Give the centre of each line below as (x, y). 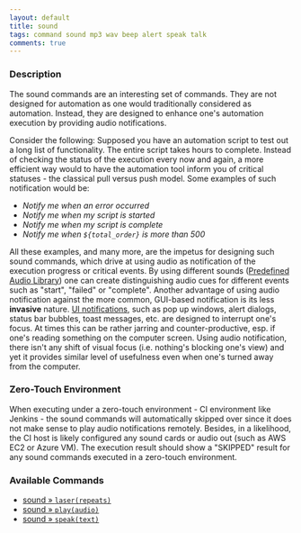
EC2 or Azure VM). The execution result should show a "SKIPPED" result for (150, 447)
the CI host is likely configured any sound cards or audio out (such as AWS (148, 438)
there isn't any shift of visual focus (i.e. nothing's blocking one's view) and (147, 347)
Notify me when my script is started (89, 215)
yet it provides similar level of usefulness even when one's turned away (142, 357)
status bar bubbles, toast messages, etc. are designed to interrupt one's (143, 318)
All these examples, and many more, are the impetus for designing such (142, 251)
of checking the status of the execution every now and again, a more (137, 159)
